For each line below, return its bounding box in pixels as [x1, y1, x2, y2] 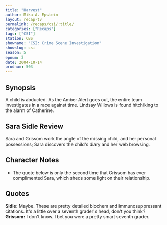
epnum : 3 [5, 54, 24, 60]
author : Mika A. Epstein [5, 12, 58, 17]
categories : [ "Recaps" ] [5, 26, 56, 32]
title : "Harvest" [5, 7, 42, 13]
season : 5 [5, 50, 27, 55]
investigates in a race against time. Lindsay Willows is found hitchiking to [5, 102, 159, 108]
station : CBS [5, 36, 33, 41]
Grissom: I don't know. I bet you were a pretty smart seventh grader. [5, 214, 150, 220]
